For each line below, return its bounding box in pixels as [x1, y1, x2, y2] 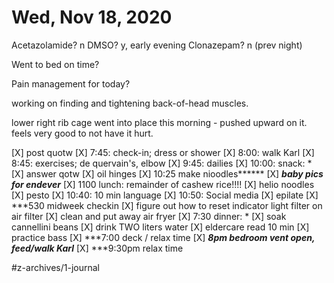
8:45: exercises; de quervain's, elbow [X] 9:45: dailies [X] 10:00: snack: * [11, 157, 313, 169]
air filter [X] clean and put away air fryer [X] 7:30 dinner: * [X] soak [11, 210, 287, 222]
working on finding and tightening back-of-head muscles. [11, 97, 249, 109]
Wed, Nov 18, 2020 [11, 6, 173, 29]
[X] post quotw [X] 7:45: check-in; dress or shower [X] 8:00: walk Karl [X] [11, 146, 315, 158]
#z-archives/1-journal [11, 261, 101, 273]
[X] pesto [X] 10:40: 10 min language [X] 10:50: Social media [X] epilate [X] [11, 189, 319, 201]
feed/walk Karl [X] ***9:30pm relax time [11, 242, 184, 254]
